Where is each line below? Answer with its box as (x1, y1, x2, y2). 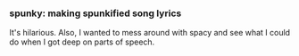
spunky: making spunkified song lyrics (9, 7, 182, 20)
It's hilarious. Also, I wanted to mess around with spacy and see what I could (9, 28, 291, 38)
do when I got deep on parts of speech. (9, 36, 155, 47)
